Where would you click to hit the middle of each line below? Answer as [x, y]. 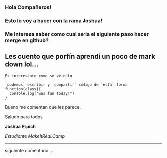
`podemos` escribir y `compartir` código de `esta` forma [66, 84]
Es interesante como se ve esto [39, 76]
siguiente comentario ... [29, 150]
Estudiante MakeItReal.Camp [35, 136]
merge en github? [27, 40]
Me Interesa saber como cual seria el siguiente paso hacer [77, 34]
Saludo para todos [24, 117]
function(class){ [23, 89]
